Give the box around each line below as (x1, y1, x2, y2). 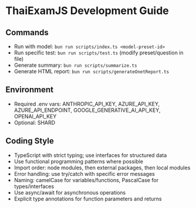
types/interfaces (13, 183, 54, 190)
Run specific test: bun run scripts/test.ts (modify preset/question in (13, 49, 184, 56)
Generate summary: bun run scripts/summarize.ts (13, 62, 137, 69)
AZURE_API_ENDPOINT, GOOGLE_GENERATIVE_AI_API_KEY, (13, 107, 161, 114)
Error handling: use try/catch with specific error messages (13, 170, 155, 177)
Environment (5, 85, 54, 95)
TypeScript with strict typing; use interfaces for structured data (13, 151, 167, 159)
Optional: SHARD (13, 119, 56, 126)
